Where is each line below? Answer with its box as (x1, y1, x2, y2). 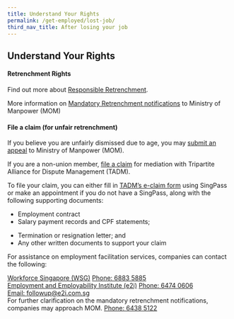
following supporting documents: (7, 196, 104, 205)
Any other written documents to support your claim (17, 239, 167, 247)
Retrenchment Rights (7, 69, 71, 78)
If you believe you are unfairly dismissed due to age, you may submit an (7, 139, 217, 147)
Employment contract (17, 210, 81, 218)
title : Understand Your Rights (7, 10, 100, 18)
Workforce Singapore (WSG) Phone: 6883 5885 (7, 274, 147, 282)
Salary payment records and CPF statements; (17, 218, 151, 226)
